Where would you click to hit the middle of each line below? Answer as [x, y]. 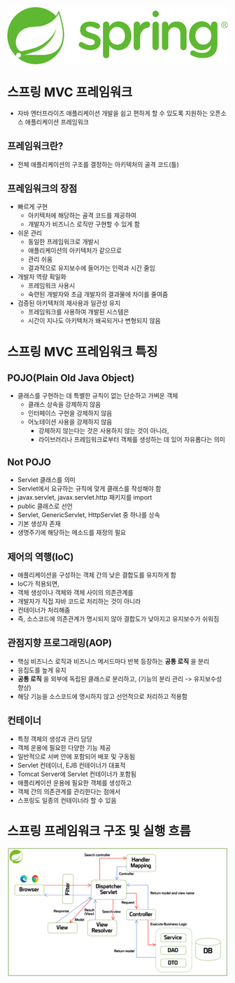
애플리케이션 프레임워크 [57, 121]
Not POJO [29, 462]
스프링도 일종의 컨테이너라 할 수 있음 [67, 800]
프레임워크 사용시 [51, 286]
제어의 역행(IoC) [41, 557]
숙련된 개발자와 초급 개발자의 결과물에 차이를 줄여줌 [98, 295]
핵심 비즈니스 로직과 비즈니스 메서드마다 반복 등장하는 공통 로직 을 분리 [113, 661]
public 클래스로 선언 [45, 506]
